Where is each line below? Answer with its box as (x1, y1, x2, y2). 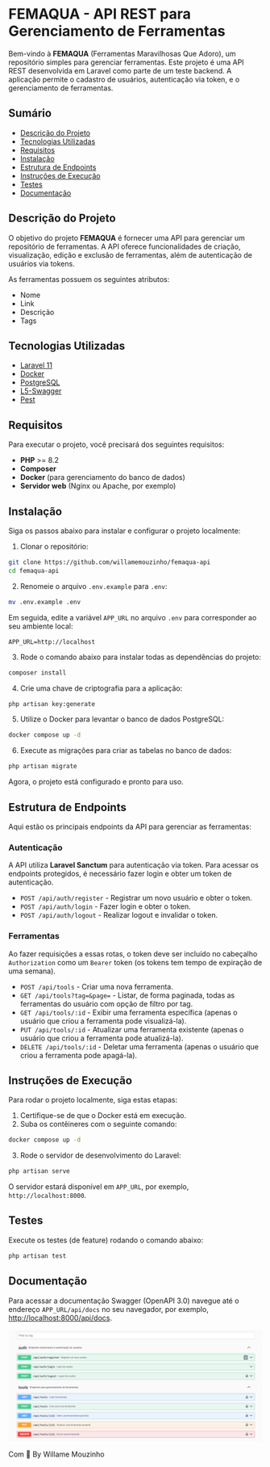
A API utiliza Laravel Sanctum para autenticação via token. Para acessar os (8, 860, 260, 870)
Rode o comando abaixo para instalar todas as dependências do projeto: (19, 652, 262, 662)
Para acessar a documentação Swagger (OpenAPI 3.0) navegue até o (8, 1296, 239, 1305)
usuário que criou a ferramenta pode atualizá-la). (19, 1033, 184, 1043)
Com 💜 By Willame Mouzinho (8, 1449, 105, 1459)
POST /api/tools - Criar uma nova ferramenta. (19, 982, 173, 991)
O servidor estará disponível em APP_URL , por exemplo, (8, 1182, 189, 1192)
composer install (8, 668, 67, 677)
